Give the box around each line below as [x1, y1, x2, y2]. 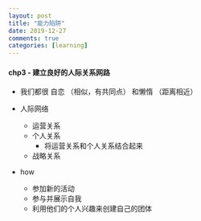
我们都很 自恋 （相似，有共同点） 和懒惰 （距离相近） [19, 87, 198, 96]
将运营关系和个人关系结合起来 [43, 141, 143, 151]
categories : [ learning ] [8, 42, 88, 50]
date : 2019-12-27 [8, 27, 67, 35]
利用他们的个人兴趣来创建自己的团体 [31, 204, 153, 214]
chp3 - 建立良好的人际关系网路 [8, 68, 110, 77]
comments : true [8, 34, 59, 43]
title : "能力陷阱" [8, 19, 66, 27]
